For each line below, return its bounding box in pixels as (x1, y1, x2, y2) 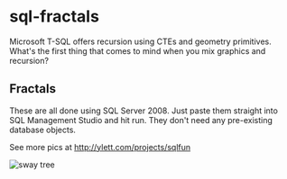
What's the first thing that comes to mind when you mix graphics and (9, 45, 266, 56)
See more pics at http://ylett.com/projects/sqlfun (9, 141, 191, 152)
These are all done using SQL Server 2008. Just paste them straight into (9, 105, 278, 116)
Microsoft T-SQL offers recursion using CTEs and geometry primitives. (9, 36, 273, 47)
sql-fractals (9, 6, 99, 27)
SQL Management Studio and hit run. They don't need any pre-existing (9, 114, 273, 125)
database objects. (9, 124, 77, 135)
